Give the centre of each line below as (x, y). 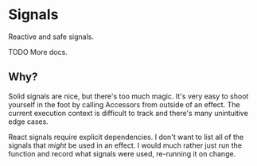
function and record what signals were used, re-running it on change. (122, 153)
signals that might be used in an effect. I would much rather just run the (125, 145)
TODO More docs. (38, 52)
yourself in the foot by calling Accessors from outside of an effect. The (124, 104)
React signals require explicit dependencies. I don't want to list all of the (126, 137)
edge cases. (29, 122)
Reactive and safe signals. (51, 37)
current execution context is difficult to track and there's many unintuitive (128, 113)
